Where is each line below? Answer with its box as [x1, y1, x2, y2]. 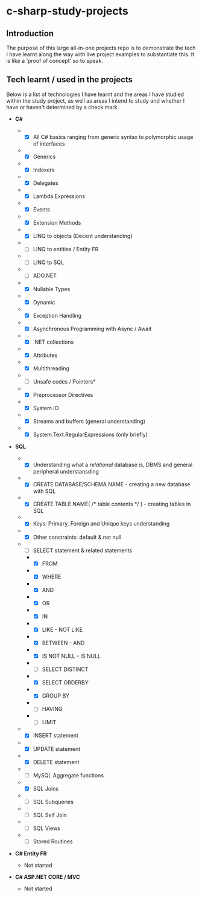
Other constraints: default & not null [33, 533, 122, 541]
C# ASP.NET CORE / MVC [14, 873, 80, 880]
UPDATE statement [33, 745, 81, 753]
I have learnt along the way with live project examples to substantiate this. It [6, 51, 195, 58]
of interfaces [33, 140, 65, 147]
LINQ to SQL [33, 259, 65, 266]
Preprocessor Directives [33, 391, 93, 398]
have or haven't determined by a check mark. [6, 103, 119, 111]
